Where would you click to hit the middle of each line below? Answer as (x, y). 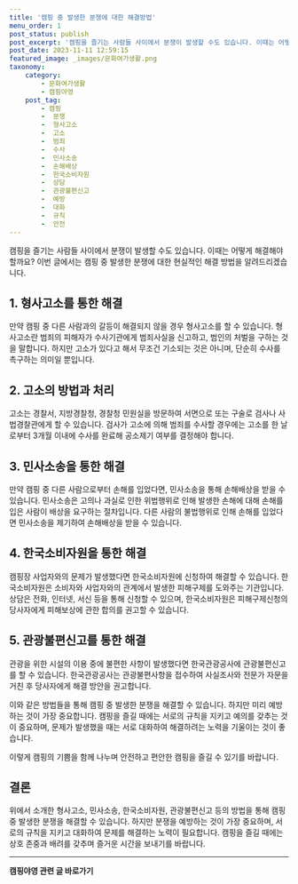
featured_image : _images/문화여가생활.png (83, 59)
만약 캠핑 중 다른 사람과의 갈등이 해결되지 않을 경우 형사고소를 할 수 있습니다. (141, 326)
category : (43, 76)
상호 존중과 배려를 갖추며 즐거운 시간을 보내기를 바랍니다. (107, 844)
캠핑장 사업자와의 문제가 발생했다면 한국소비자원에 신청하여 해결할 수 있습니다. (144, 576)
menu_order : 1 (35, 26)
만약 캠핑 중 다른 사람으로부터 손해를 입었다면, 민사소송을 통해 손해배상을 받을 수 (148, 489)
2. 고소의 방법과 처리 (62, 390)
